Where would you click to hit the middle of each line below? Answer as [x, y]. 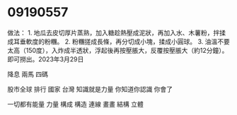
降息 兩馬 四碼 [28, 74]
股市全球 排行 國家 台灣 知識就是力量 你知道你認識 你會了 [90, 89]
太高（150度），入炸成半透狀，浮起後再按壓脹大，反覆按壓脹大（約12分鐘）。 [118, 50]
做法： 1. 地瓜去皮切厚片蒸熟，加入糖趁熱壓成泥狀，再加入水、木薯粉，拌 [114, 32]
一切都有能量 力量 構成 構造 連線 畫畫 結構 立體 [75, 104]
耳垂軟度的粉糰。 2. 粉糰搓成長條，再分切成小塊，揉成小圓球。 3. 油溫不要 [121, 41]
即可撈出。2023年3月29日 [46, 59]
